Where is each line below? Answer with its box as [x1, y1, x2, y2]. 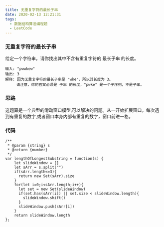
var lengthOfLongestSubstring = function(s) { [5, 156, 104, 161]
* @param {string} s [7, 143, 50, 148]
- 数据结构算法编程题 [9, 21, 48, 26]
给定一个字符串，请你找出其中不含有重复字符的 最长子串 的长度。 [5, 55, 139, 61]
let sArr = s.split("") [14, 165, 64, 170]
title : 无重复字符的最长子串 [5, 7, 58, 12]
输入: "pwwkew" [5, 66, 35, 71]
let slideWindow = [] [14, 161, 59, 166]
